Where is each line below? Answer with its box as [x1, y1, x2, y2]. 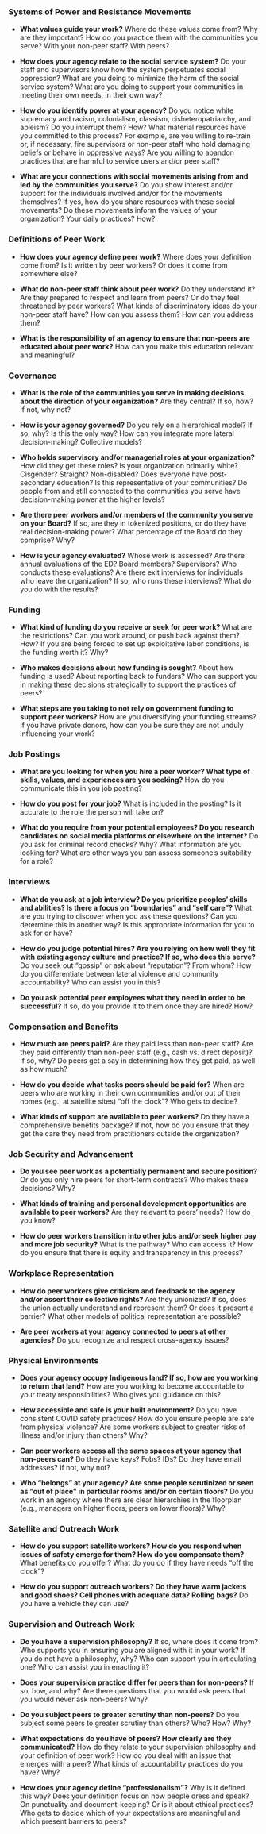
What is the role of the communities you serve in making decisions [19, 387, 245, 397]
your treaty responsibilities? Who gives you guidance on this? [19, 1389, 221, 1399]
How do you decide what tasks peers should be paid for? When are [19, 1080, 245, 1089]
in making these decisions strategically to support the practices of [19, 680, 237, 689]
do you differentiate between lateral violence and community [19, 969, 219, 978]
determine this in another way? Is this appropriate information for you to [19, 919, 255, 929]
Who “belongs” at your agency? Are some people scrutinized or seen [19, 1478, 254, 1487]
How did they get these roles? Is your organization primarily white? [19, 460, 238, 470]
